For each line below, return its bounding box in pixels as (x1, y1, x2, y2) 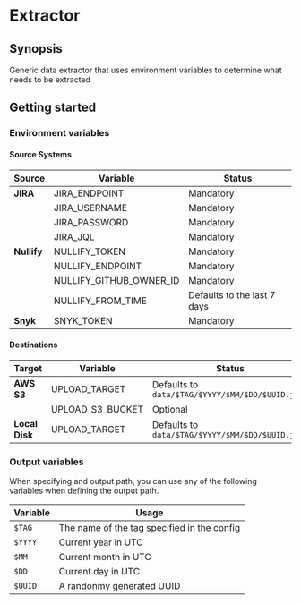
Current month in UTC (58, 551, 152, 564)
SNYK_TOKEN (53, 314, 114, 327)
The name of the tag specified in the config (58, 522, 241, 534)
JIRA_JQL (53, 230, 95, 242)
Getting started (9, 100, 97, 115)
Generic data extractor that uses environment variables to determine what (9, 64, 282, 75)
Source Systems (9, 149, 73, 159)
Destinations (9, 339, 58, 350)
